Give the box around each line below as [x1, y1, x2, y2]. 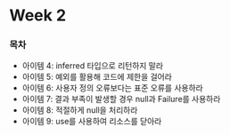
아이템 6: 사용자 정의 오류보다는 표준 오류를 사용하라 [21, 83, 203, 93]
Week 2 [9, 5, 67, 26]
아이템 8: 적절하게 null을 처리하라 [21, 105, 138, 115]
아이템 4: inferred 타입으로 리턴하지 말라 [21, 60, 163, 71]
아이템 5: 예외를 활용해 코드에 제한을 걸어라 [21, 72, 172, 83]
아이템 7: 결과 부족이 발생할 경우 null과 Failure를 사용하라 [21, 94, 221, 105]
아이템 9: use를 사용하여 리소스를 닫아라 [21, 116, 162, 127]
